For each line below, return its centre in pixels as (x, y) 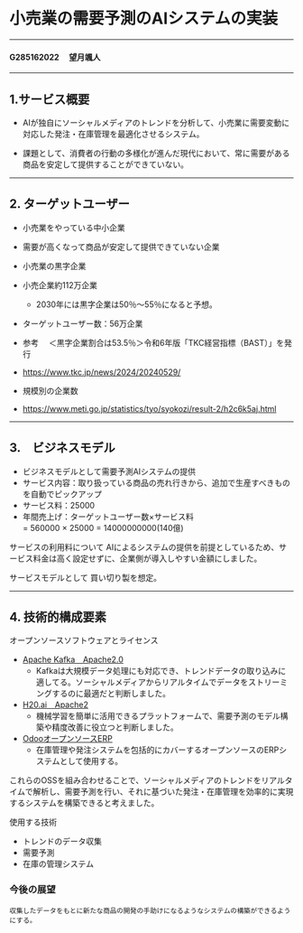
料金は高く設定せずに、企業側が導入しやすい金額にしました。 (147, 558)
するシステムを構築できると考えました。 (84, 803)
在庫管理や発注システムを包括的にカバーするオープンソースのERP (157, 750)
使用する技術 (33, 822)
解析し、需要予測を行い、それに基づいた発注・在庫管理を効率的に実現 (163, 792)
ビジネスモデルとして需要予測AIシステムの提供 (109, 471)
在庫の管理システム (58, 864)
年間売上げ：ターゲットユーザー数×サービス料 (108, 517)
